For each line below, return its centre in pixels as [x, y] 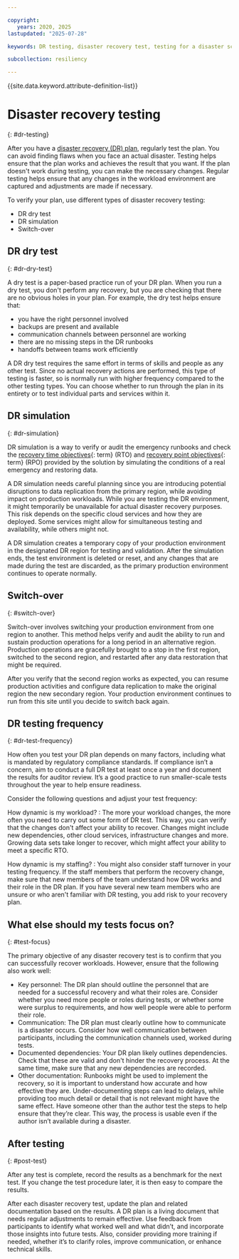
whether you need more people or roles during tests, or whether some [121, 1000]
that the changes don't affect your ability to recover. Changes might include [118, 828]
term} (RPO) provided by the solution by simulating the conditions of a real [116, 462]
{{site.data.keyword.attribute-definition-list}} [73, 86]
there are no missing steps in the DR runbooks [85, 342]
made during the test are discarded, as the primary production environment [118, 565]
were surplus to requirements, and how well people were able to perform [124, 1008]
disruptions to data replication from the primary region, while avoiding [110, 491]
